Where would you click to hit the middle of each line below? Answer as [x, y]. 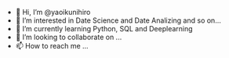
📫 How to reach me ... [52, 46]
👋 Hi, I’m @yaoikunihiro [53, 12]
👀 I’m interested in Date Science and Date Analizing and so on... [118, 20]
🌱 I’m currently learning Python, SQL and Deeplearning [104, 29]
